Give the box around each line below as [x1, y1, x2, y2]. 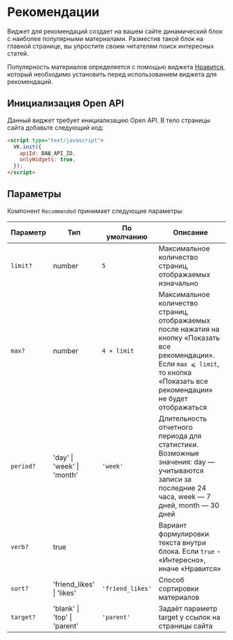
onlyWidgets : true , [19, 156, 76, 163]
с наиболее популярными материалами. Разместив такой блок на [7, 34, 204, 42]
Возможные [158, 448, 200, 458]
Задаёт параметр [158, 603, 218, 613]
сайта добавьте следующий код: [7, 123, 104, 132]
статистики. [158, 439, 199, 449]
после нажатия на [158, 324, 220, 334]
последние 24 [158, 483, 207, 493]
